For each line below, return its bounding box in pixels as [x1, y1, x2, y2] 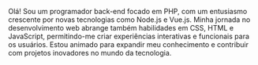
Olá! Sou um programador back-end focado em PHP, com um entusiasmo [8, 7, 248, 16]
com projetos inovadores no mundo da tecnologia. [8, 49, 172, 57]
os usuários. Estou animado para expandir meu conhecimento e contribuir [8, 40, 249, 49]
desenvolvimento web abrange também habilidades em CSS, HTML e [8, 23, 234, 32]
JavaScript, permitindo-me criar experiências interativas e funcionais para [8, 31, 250, 41]
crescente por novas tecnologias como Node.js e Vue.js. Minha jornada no [8, 15, 251, 24]
